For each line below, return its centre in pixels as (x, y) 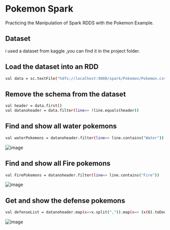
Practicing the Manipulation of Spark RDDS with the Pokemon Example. (79, 23)
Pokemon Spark (39, 9)
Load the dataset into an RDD (52, 67)
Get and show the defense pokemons (65, 200)
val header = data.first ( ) (34, 106)
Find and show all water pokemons (61, 126)
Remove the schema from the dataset (66, 94)
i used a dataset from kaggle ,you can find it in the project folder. (73, 51)
